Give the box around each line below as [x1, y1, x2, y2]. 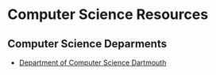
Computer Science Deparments [7, 37, 168, 51]
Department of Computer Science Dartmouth [18, 58, 167, 67]
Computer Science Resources [7, 6, 209, 24]
